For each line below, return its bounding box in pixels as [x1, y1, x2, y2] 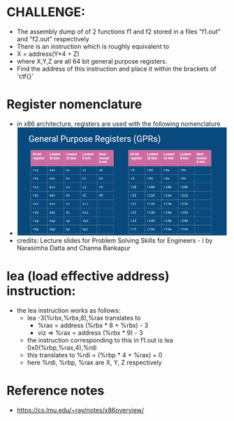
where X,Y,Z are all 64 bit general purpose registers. [16, 57, 168, 65]
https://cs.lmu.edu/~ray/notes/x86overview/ [16, 406, 145, 414]
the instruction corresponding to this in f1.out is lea [27, 336, 174, 344]
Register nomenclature [6, 97, 142, 113]
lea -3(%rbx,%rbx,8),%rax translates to [27, 313, 141, 322]
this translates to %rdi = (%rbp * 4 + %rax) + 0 [27, 350, 163, 359]
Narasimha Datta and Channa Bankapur [16, 244, 131, 252]
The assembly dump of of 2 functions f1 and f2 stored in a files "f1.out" [16, 27, 221, 36]
